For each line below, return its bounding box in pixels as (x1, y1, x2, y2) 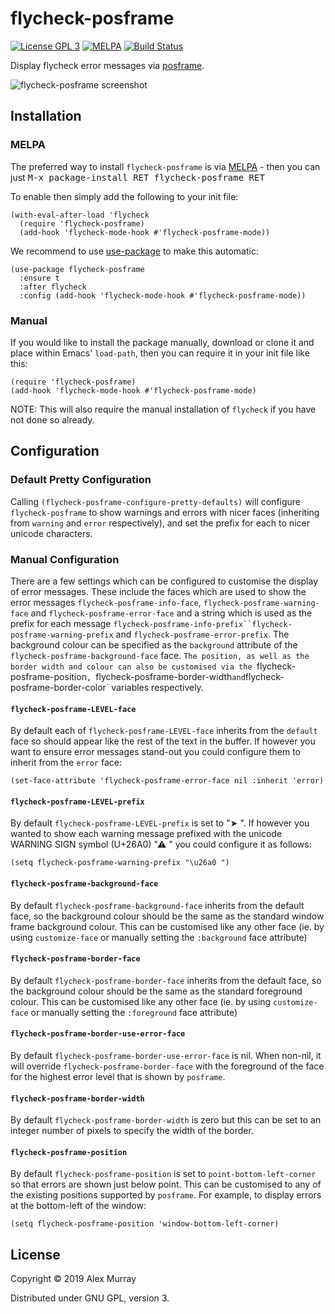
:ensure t (19, 273, 60, 283)
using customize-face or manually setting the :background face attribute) (10, 931, 308, 943)
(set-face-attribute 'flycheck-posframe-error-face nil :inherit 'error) (10, 776, 325, 786)
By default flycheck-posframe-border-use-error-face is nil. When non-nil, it (10, 1049, 322, 1061)
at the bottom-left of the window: (10, 1200, 147, 1212)
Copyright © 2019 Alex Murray (10, 1273, 137, 1285)
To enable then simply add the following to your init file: (10, 190, 239, 202)
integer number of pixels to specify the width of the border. (10, 1125, 254, 1137)
